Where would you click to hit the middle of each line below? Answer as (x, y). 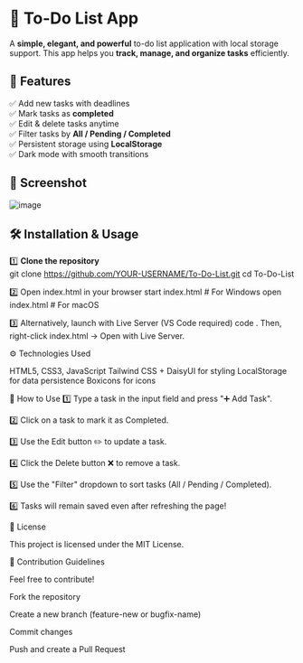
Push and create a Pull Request (67, 649)
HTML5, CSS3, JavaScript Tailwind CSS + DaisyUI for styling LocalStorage (148, 371)
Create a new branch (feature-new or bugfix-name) (105, 614)
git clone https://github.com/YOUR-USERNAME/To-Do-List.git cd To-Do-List (152, 274)
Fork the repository (45, 597)
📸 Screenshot (48, 183)
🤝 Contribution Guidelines (57, 562)
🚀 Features (40, 82)
